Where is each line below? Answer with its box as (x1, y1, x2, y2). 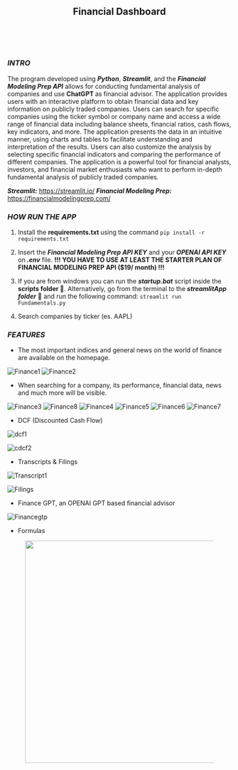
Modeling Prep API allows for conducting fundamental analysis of (7, 82, 200, 90)
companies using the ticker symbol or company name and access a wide (7, 112, 221, 120)
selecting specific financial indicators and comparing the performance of (7, 149, 221, 159)
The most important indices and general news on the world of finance (17, 346, 222, 354)
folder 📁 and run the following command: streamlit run (17, 292, 182, 300)
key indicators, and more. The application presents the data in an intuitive (7, 127, 222, 136)
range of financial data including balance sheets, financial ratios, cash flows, (7, 120, 232, 128)
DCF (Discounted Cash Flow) (17, 416, 103, 425)
